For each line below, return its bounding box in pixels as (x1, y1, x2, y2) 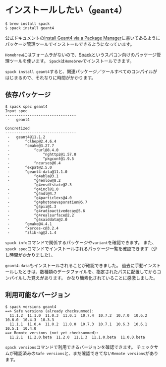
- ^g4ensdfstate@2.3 (7, 182, 72, 187)
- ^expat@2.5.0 (7, 165, 52, 170)
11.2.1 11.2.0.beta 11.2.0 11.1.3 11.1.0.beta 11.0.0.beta (9, 335, 145, 340)
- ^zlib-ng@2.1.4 (7, 230, 56, 235)
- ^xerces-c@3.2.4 (7, 225, 58, 231)
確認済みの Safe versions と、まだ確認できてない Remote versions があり (13, 350, 159, 356)
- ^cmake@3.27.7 (7, 143, 55, 148)
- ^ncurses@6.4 (7, 160, 61, 165)
